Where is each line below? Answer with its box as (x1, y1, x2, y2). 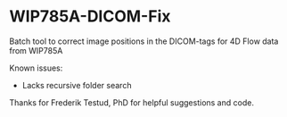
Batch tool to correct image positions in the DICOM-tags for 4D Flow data (9, 36, 279, 46)
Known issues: (9, 63, 63, 73)
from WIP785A (9, 45, 63, 55)
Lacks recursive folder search (21, 79, 132, 90)
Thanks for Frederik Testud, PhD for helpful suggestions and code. (9, 96, 254, 108)
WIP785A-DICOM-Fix (9, 6, 171, 27)
